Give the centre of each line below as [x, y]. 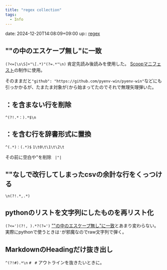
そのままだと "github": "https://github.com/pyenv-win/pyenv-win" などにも [83, 81]
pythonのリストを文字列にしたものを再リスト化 [79, 213]
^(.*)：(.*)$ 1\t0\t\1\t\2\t [35, 147]
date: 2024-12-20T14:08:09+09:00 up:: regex [53, 34]
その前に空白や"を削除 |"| [33, 157]
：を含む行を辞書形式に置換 [48, 134]
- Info [17, 19]
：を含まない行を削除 [38, 105]
